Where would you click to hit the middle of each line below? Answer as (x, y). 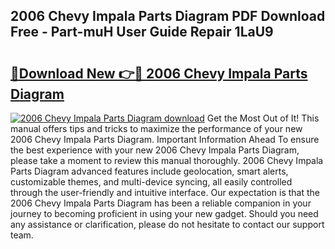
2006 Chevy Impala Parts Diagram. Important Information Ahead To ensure (165, 139)
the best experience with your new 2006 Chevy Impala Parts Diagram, (155, 150)
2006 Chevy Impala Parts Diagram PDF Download (168, 16)
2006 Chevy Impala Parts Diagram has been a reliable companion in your (161, 203)
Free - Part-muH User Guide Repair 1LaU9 (142, 32)
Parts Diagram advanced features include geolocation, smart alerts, (149, 171)
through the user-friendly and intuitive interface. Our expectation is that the (165, 192)
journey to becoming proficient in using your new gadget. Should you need (164, 213)
